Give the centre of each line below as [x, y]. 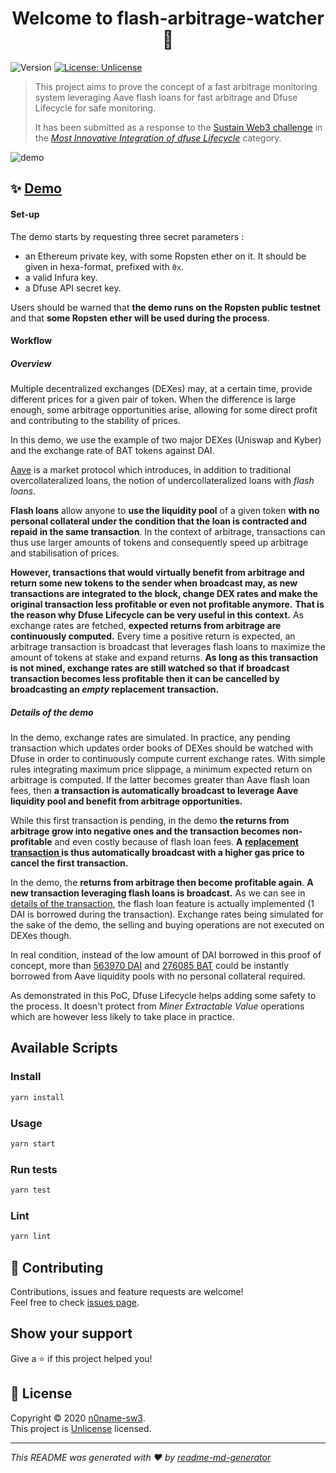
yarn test [31, 1190]
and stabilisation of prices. [65, 553]
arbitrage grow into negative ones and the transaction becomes [145, 831]
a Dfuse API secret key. [73, 288]
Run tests [34, 1169]
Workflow [31, 341]
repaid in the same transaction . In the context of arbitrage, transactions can [168, 532]
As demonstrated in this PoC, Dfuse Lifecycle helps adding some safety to [163, 996]
